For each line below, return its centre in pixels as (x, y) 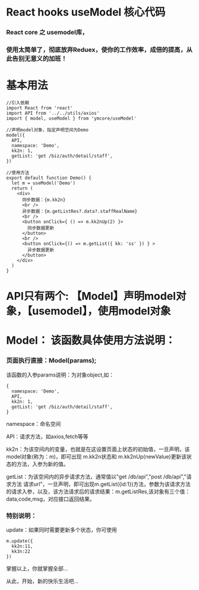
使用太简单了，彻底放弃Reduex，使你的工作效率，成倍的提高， (97, 50)
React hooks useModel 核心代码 (86, 12)
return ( (22, 188)
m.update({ (20, 541)
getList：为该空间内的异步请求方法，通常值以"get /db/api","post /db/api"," (96, 476)
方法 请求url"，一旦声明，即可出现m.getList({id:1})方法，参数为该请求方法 (101, 484)
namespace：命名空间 (34, 423)
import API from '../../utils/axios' (53, 113)
